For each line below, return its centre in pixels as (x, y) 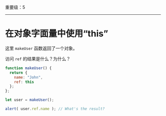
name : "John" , (28, 77)
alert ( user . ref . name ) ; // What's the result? (55, 109)
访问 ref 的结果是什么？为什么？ (38, 59)
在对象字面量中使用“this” (57, 34)
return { (19, 73)
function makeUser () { (28, 68)
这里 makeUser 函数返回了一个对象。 (41, 48)
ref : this (24, 82)
